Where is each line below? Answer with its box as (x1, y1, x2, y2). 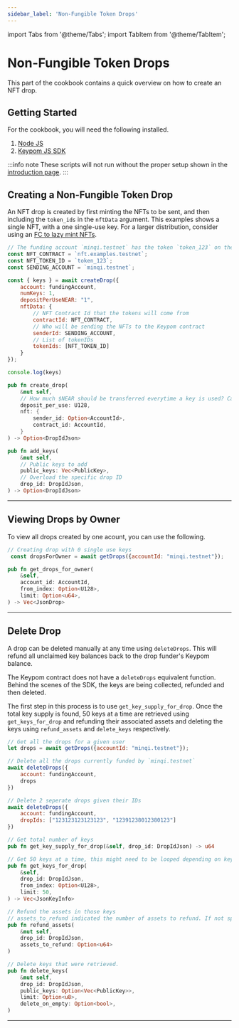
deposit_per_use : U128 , (20, 401, 91, 409)
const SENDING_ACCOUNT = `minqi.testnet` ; (7, 264, 135, 271)
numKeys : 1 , (20, 290, 55, 297)
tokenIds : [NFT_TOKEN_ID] (33, 343, 110, 350)
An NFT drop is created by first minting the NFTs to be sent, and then (7, 208, 210, 216)
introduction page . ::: (7, 168, 69, 176)
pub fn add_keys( (7, 447, 59, 455)
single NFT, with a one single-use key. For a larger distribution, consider (7, 223, 218, 231)
